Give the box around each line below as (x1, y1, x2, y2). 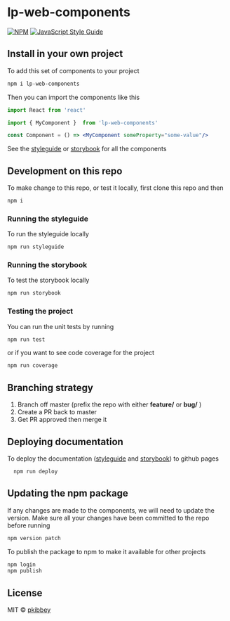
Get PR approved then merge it (17, 416, 107, 424)
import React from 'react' (7, 106, 86, 113)
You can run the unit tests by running (7, 322, 114, 331)
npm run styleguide (7, 243, 65, 250)
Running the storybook (7, 260, 88, 270)
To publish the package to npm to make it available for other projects (7, 547, 206, 556)
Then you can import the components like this (7, 93, 140, 101)
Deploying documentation (7, 435, 124, 447)
